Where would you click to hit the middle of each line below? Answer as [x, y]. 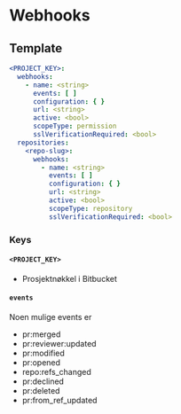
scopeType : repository [90, 208]
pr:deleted [41, 390]
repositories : [43, 143]
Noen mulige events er [51, 316]
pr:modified [43, 353]
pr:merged [41, 334]
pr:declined [43, 381]
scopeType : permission [75, 126]
